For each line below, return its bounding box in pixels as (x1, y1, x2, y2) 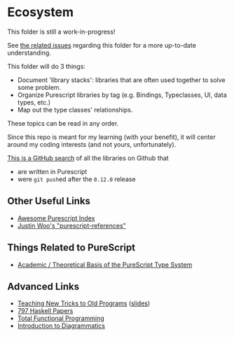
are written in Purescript (17, 167, 88, 176)
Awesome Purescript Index (17, 213, 95, 222)
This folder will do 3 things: (7, 62, 86, 70)
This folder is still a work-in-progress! (7, 27, 116, 36)
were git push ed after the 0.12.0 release (17, 175, 136, 183)
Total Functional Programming (17, 314, 105, 323)
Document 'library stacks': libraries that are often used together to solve (17, 75, 226, 84)
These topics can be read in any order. (7, 119, 119, 127)
